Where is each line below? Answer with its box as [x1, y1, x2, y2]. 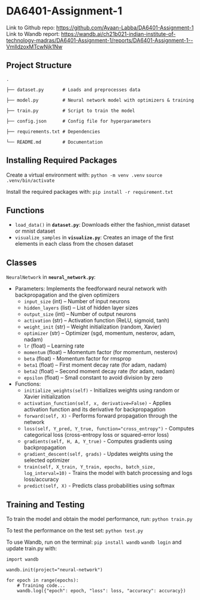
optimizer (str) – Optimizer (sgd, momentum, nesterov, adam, [23, 330, 175, 337]
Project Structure [6, 60, 72, 71]
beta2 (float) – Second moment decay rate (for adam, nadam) [23, 368, 175, 375]
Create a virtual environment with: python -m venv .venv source [6, 171, 163, 178]
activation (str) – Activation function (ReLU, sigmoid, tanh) [23, 317, 169, 324]
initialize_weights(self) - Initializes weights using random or [23, 387, 180, 394]
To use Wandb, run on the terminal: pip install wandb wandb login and [6, 538, 181, 546]
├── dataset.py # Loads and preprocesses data [6, 87, 141, 93]
